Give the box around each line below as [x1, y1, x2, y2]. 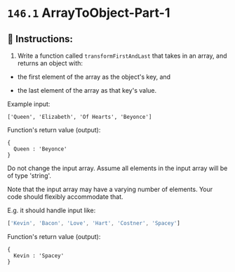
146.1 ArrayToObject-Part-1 [7, 5, 170, 21]
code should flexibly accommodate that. [7, 193, 124, 201]
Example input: [7, 100, 51, 108]
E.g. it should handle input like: [7, 206, 96, 214]
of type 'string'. [7, 171, 51, 180]
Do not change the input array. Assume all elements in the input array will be [7, 164, 228, 172]
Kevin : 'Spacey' [13, 252, 65, 259]
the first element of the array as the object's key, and [17, 72, 170, 81]
